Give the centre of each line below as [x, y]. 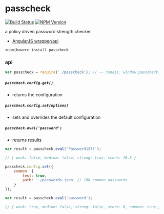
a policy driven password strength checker [48, 31]
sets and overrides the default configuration [56, 117]
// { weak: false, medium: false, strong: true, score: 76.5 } [71, 158]
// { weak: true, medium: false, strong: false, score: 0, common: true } [83, 207]
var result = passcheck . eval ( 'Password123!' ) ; [53, 149]
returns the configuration [37, 95]
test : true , [35, 176]
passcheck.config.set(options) [37, 106]
